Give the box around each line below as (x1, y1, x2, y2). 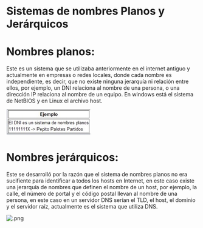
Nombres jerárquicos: (6, 150, 119, 164)
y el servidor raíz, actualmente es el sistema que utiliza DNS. (6, 203, 158, 210)
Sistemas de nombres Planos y (6, 4, 165, 18)
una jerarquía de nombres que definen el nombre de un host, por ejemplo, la (6, 184, 198, 191)
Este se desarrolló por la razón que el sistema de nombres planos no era (6, 171, 188, 178)
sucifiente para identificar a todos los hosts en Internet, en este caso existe (6, 177, 194, 184)
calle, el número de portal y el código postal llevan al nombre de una (6, 190, 177, 198)
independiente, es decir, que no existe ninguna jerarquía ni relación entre (6, 78, 189, 85)
